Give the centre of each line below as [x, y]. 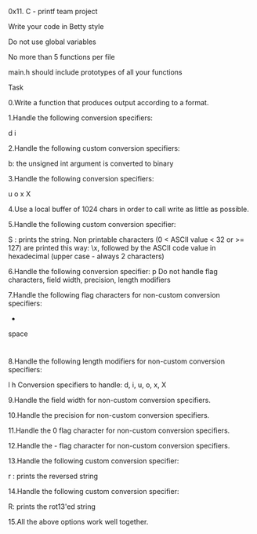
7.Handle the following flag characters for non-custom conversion [114, 295]
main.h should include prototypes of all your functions [95, 72]
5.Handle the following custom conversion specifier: [92, 224]
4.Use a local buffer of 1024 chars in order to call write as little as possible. [128, 209]
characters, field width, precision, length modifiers [89, 280]
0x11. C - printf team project [53, 11]
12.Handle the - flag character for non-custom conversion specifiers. [119, 446]
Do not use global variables [52, 42]
